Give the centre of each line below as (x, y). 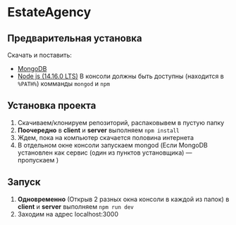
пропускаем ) (38, 160)
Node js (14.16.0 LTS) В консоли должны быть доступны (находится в (120, 76)
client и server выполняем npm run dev (75, 206)
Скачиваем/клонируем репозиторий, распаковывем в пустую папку (121, 122)
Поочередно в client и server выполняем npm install (98, 130)
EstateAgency (49, 12)
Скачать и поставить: (40, 55)
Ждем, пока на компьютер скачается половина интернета (105, 137)
